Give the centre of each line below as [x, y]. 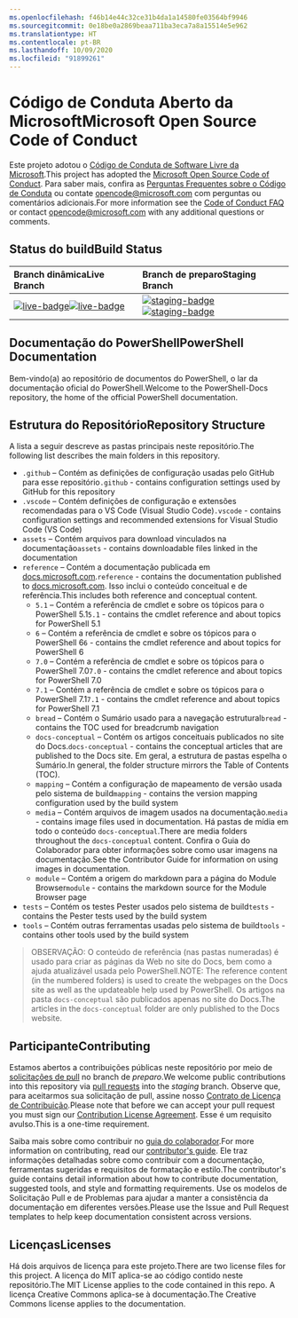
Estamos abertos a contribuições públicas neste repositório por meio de [141, 1068]
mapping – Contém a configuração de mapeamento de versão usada [158, 784]
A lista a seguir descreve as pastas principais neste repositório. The [132, 446]
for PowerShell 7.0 [68, 681]
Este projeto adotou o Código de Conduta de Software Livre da [124, 164]
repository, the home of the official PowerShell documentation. [124, 397]
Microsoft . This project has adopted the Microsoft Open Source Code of [139, 174]
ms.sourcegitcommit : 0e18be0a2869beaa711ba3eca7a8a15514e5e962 [129, 26]
